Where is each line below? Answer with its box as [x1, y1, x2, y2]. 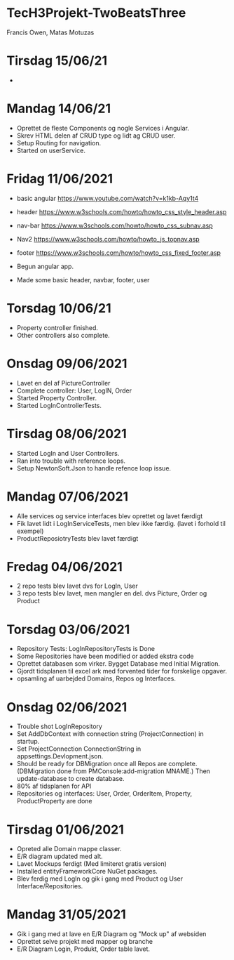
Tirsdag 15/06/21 [6, 53, 108, 69]
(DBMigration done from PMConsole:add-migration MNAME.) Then [16, 767, 211, 775]
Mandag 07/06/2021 [6, 488, 129, 504]
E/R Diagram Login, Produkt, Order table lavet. [16, 945, 151, 953]
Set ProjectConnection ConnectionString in [16, 744, 142, 753]
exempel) [16, 527, 44, 535]
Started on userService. [16, 146, 85, 154]
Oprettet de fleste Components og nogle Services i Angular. [16, 124, 190, 132]
